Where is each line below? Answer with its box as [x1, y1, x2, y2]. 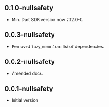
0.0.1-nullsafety [4, 84, 54, 92]
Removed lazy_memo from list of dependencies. [11, 44, 105, 49]
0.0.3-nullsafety [4, 31, 55, 39]
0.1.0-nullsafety [4, 4, 54, 12]
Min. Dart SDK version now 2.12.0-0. [11, 16, 84, 22]
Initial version [11, 97, 38, 103]
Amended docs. [11, 70, 43, 76]
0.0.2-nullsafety [4, 58, 55, 66]
